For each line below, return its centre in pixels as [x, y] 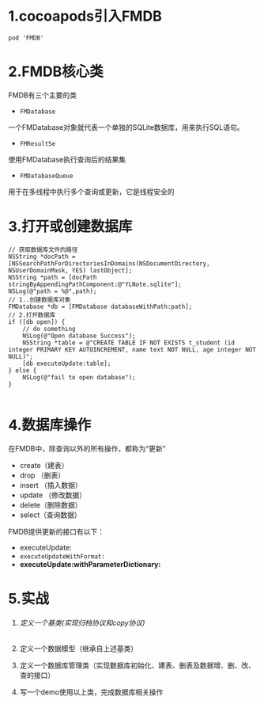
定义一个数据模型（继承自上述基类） [79, 649]
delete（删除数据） [51, 504]
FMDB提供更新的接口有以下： [57, 531]
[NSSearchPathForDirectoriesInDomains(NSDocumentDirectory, [109, 263]
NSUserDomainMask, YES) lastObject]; [70, 270]
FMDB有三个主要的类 [43, 95]
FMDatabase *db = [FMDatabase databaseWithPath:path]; [100, 306]
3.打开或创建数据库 [70, 227]
